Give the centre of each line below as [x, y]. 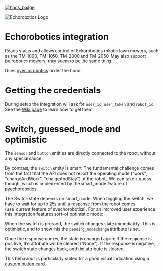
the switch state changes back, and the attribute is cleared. [65, 249]
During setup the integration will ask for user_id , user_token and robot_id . [80, 104]
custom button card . [26, 264]
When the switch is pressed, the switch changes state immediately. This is [80, 223]
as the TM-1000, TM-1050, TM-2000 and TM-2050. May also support [76, 56]
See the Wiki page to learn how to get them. [50, 109]
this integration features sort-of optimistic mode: [54, 214]
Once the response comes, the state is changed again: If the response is [79, 238]
